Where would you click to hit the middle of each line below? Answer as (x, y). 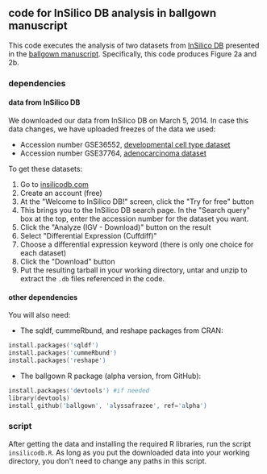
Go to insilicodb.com (54, 184)
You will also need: (40, 315)
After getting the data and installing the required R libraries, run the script (130, 443)
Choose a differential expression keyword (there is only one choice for (137, 244)
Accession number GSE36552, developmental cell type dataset (125, 144)
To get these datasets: (46, 168)
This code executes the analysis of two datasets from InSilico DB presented (134, 45)
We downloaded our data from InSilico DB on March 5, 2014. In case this (128, 120)
